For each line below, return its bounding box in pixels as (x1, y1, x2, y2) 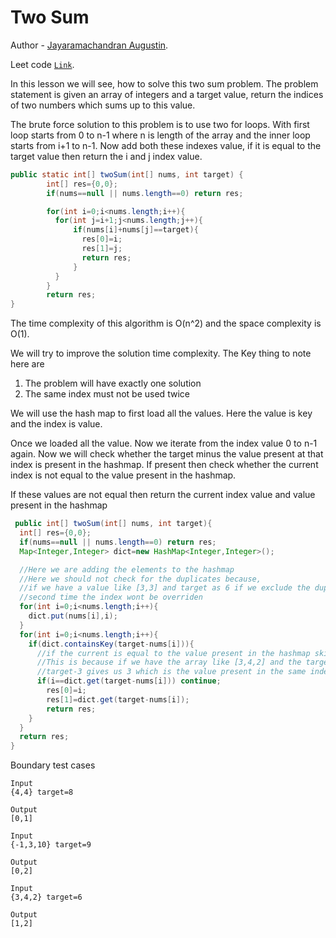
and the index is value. (10, 418, 103, 430)
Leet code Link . (10, 58, 75, 70)
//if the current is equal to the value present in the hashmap (36, 648, 311, 658)
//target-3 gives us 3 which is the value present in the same (36, 667, 307, 677)
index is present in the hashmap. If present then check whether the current (10, 459, 319, 471)
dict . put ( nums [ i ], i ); (28, 611, 118, 621)
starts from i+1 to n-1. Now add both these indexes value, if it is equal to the (10, 139, 322, 151)
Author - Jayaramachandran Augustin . (10, 39, 169, 51)
